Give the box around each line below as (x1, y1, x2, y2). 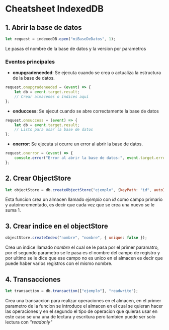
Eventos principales (5, 58, 55, 65)
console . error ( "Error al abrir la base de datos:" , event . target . (14, 155, 156, 160)
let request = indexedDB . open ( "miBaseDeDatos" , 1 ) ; (5, 36, 116, 41)
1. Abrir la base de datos (5, 23, 82, 32)
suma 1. (5, 207, 21, 213)
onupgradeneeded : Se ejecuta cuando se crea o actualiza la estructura (12, 70, 161, 76)
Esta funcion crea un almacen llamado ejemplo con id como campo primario (5, 196, 163, 202)
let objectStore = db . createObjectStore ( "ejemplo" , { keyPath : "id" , (5, 187, 152, 192)
